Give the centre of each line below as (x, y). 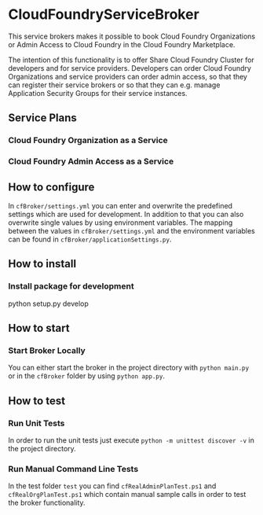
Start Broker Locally (47, 350)
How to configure (51, 187)
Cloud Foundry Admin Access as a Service (91, 161)
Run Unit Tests (37, 423)
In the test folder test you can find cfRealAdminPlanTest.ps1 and (112, 486)
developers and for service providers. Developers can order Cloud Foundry (130, 68)
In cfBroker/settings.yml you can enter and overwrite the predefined (121, 205)
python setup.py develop (48, 303)
